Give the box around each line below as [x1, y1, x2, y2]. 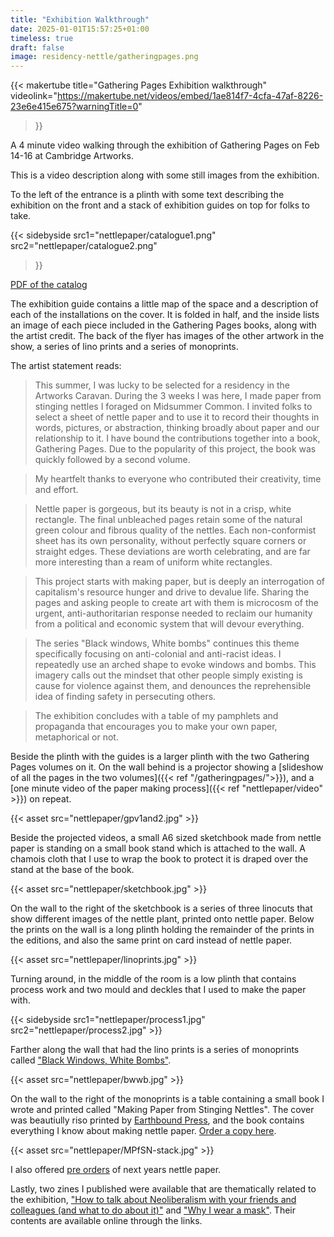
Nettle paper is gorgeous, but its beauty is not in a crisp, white [34, 503, 292, 515]
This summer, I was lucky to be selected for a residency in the [34, 379, 291, 391]
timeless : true [10, 33, 74, 43]
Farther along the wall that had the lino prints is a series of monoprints [10, 1044, 300, 1056]
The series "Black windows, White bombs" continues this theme [34, 637, 300, 650]
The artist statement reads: [10, 360, 122, 372]
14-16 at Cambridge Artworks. [10, 150, 134, 162]
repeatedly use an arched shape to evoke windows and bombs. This [34, 659, 317, 671]
